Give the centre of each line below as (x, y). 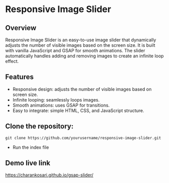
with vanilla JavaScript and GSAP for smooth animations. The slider (75, 51)
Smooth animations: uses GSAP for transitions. (61, 105)
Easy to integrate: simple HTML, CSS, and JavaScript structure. (78, 110)
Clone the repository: (39, 126)
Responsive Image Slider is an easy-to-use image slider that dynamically (81, 40)
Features (19, 77)
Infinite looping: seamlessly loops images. (56, 100)
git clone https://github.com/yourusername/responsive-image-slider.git (83, 138)
